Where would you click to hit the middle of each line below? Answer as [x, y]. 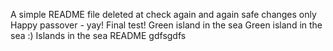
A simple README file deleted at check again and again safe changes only [163, 14]
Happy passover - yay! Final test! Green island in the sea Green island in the [166, 25]
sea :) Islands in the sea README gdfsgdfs [98, 35]
